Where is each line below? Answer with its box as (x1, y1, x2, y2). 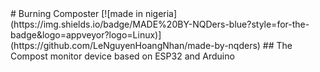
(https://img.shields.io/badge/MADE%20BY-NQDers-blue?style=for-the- (10, 18, 310, 30)
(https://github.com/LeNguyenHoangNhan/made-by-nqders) (10, 40, 261, 51)
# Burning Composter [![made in (10, 8, 143, 19)
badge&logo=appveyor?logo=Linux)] (10, 29, 162, 41)
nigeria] (144, 8, 178, 19)
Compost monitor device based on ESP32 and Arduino (10, 50, 235, 62)
